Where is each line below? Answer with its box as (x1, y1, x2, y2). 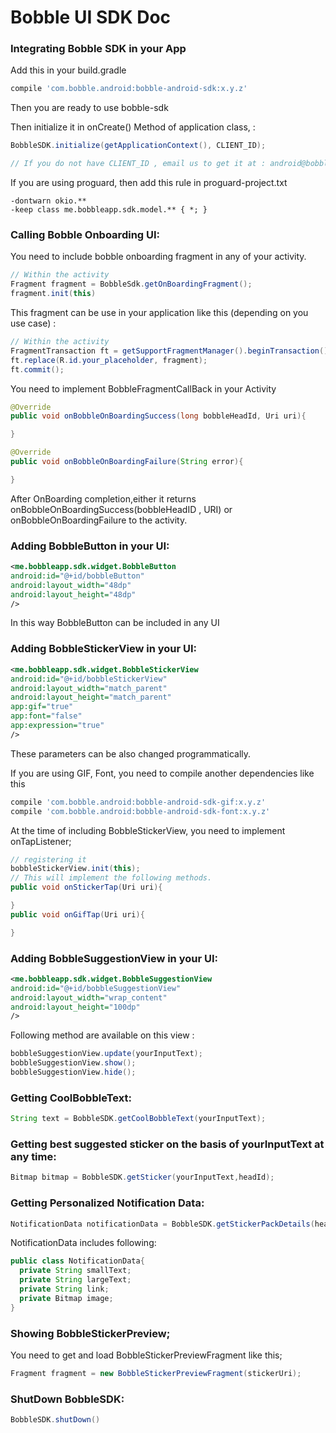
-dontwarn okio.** (10, 196, 87, 206)
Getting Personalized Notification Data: (10, 1196, 205, 1210)
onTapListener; (10, 835, 72, 847)
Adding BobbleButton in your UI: (10, 539, 170, 553)
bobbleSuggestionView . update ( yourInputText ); (10, 1049, 203, 1059)
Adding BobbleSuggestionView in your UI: (10, 951, 219, 965)
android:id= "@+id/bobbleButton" (10, 571, 145, 581)
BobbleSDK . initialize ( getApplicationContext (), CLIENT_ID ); (10, 141, 267, 151)
